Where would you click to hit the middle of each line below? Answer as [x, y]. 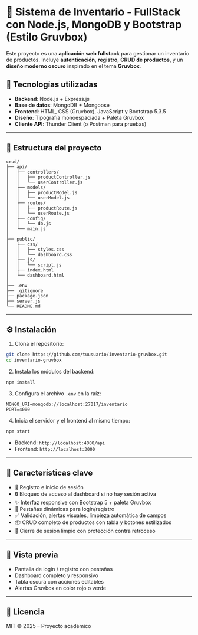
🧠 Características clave [49, 473]
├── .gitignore [25, 291]
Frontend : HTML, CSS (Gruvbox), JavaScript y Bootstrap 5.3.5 [90, 111]
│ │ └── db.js [29, 224]
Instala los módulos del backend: [55, 372]
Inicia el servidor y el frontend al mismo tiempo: [72, 420]
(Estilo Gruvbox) [47, 37]
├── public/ [21, 239]
